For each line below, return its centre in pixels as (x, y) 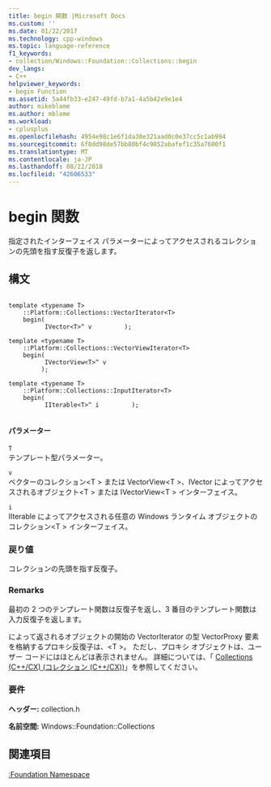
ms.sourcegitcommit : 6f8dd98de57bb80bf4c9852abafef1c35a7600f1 (117, 144)
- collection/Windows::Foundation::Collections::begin (103, 62)
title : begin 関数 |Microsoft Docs (67, 16)
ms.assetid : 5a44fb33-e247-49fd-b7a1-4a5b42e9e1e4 (95, 99)
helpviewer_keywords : (45, 84)
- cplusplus (28, 129)
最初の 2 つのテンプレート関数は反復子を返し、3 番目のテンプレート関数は (133, 609)
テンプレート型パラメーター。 (58, 457)
